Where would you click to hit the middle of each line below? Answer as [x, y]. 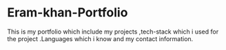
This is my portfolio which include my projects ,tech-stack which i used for [113, 32]
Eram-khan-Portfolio [68, 13]
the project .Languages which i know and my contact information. [100, 38]
